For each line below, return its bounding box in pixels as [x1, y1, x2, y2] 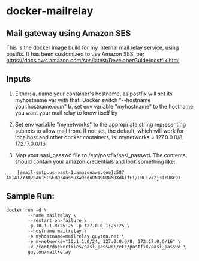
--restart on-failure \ [28, 217, 87, 223]
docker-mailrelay [6, 4, 94, 18]
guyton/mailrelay [28, 249, 71, 255]
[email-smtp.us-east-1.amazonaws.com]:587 [17, 169, 125, 175]
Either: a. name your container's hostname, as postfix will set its [14, 90, 173, 97]
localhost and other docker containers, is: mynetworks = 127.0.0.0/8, [14, 133, 184, 140]
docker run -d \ [6, 207, 47, 213]
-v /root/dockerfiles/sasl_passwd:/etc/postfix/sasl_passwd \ [28, 244, 186, 250]
